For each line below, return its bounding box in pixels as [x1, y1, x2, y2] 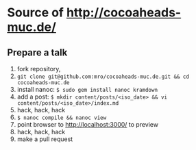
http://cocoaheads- [66, 5, 182, 21]
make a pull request [16, 135, 73, 143]
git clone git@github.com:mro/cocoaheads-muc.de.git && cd [16, 73, 190, 80]
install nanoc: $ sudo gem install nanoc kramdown [16, 86, 158, 93]
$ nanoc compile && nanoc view [16, 114, 107, 121]
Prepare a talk [7, 47, 68, 58]
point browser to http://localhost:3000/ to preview [16, 121, 159, 128]
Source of [7, 5, 64, 21]
